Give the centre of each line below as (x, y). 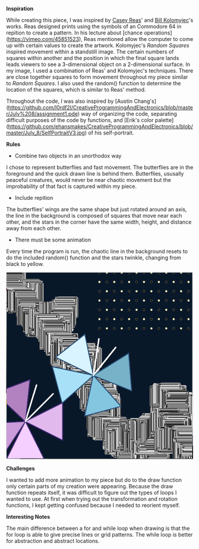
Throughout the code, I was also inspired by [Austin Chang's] (81, 101)
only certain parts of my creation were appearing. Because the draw (90, 486)
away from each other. (34, 228)
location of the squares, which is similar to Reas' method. (76, 90)
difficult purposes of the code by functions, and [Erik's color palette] (90, 120)
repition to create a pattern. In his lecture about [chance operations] (89, 33)
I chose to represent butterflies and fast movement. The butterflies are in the (100, 167)
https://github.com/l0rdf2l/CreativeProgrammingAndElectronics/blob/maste (100, 107)
